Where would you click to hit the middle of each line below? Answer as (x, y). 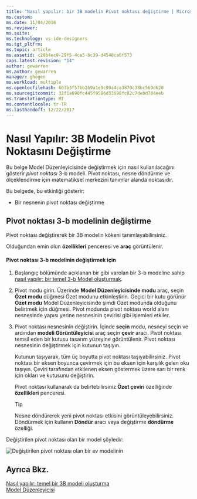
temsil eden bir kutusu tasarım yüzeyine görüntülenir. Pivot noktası (95, 339)
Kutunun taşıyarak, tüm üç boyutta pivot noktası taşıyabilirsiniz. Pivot (97, 357)
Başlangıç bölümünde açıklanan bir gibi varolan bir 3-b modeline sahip (99, 273)
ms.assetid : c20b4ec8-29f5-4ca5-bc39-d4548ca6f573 (69, 55)
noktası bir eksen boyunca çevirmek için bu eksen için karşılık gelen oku (102, 363)
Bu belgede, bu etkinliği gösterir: (45, 191)
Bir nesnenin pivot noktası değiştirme (59, 202)
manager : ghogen (26, 77)
